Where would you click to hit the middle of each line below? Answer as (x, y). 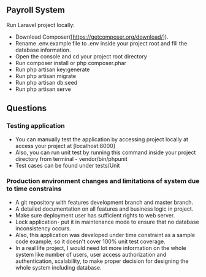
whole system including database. (59, 267)
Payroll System (36, 10)
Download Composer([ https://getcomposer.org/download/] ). (92, 37)
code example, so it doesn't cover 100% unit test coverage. (90, 241)
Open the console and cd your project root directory (81, 56)
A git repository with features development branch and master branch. (104, 202)
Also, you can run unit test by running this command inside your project (105, 152)
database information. (43, 50)
